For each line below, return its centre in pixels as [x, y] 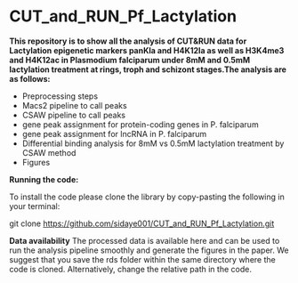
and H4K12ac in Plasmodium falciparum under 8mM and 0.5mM [130, 60]
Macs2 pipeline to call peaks [74, 105]
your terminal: [35, 206]
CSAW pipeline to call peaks [74, 115]
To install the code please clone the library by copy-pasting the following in [147, 197]
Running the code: [44, 179]
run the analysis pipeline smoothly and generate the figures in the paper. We [149, 250]
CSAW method [49, 152]
